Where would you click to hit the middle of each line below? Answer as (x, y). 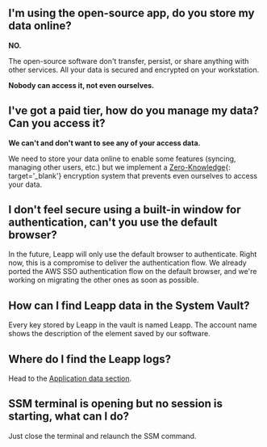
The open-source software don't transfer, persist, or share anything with (129, 61)
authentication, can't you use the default (113, 223)
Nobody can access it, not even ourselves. (81, 85)
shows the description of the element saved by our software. (110, 334)
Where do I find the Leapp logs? (90, 359)
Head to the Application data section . (70, 378)
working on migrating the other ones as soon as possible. (104, 280)
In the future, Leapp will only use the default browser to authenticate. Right (133, 255)
